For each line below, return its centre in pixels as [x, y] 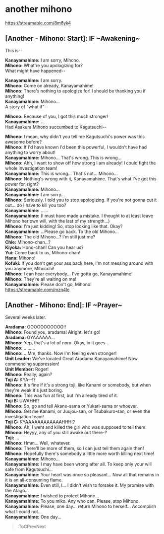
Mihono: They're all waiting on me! [41, 279]
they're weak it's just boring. [34, 390]
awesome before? [24, 142]
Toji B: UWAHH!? [22, 400]
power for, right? [22, 184]
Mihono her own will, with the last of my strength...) [57, 221]
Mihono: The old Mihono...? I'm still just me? [50, 236]
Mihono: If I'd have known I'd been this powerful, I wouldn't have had [76, 147]
